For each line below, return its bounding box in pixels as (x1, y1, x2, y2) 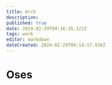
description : (6, 14, 39, 20)
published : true (6, 20, 47, 26)
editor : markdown (6, 37, 50, 42)
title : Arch (6, 8, 36, 15)
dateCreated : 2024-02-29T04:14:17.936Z (6, 42, 106, 48)
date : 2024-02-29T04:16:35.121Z (6, 25, 87, 32)
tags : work (6, 31, 34, 37)
